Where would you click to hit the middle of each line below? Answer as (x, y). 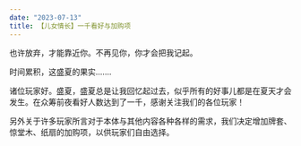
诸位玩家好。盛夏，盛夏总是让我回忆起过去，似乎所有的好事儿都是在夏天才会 (150, 90)
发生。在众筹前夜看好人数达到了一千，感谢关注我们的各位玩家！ (127, 102)
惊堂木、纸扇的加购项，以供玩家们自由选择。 (92, 132)
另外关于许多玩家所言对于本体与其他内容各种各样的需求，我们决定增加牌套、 (150, 121)
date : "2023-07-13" (46, 17)
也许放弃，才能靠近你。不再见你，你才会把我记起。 (103, 52)
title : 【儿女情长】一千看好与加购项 (70, 26)
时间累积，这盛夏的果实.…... (60, 72)
